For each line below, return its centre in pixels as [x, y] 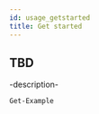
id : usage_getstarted [50, 18]
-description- [34, 85]
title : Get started [46, 26]
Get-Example [31, 101]
